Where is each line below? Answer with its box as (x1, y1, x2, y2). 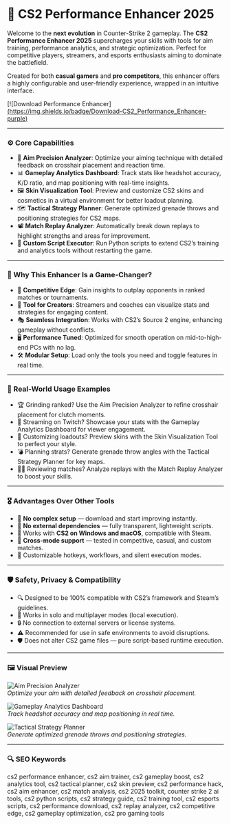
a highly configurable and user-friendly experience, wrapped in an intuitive (7, 79, 219, 87)
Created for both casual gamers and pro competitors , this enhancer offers (7, 72, 220, 80)
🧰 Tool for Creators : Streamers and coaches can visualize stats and (16, 300, 210, 309)
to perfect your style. (16, 439, 77, 448)
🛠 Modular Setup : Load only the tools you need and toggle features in (16, 351, 218, 359)
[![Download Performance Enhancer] (7, 99, 111, 108)
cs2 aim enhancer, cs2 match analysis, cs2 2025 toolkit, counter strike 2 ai (7, 787, 219, 796)
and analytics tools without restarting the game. (16, 246, 153, 254)
